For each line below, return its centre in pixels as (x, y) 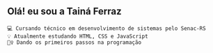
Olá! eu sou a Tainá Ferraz (64, 12)
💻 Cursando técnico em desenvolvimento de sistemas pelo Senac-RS (107, 28)
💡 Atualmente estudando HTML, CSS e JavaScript (78, 36)
